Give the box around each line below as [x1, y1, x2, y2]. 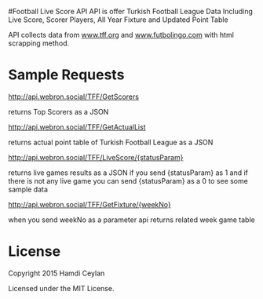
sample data [8, 184, 49, 194]
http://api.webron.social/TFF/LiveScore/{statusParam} [8, 152, 184, 162]
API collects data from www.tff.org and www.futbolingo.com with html [8, 31, 234, 39]
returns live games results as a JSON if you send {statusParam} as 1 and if [8, 168, 249, 177]
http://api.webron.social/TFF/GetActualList [8, 122, 146, 132]
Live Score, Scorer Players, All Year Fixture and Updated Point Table [8, 15, 229, 24]
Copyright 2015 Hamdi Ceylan [8, 268, 105, 278]
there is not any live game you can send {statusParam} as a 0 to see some [8, 176, 249, 185]
